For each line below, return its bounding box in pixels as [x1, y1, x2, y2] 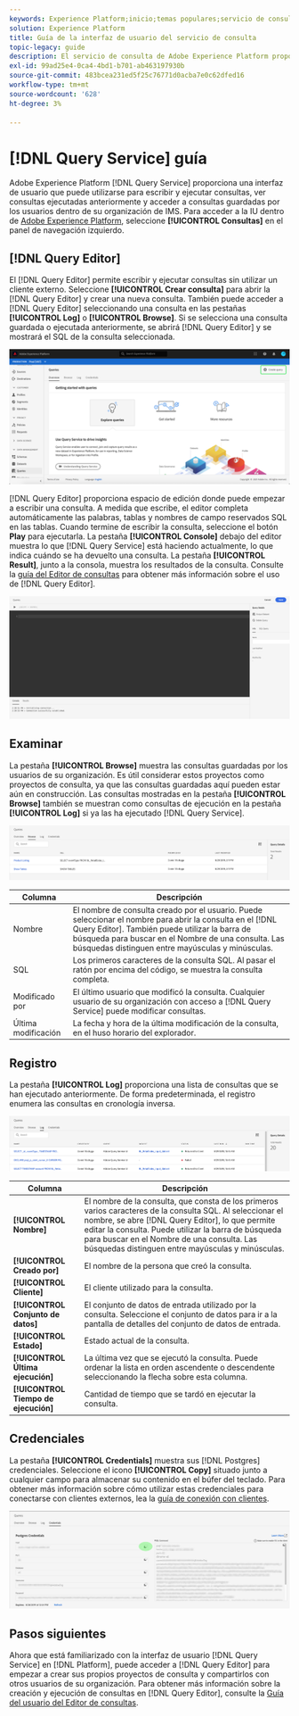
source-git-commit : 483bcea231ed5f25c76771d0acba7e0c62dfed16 [9, 71, 245, 80]
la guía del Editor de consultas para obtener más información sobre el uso [9, 569, 280, 580]
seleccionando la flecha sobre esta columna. [84, 1372, 247, 1382]
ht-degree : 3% [9, 99, 62, 108]
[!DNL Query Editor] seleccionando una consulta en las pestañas [9, 303, 246, 314]
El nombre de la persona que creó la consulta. [84, 1260, 252, 1271]
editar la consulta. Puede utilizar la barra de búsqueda [84, 1223, 282, 1235]
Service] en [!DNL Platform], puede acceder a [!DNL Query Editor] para [9, 1660, 271, 1670]
